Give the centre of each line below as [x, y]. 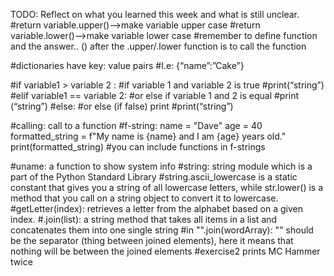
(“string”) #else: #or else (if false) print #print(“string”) [122, 106]
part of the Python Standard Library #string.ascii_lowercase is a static [154, 177]
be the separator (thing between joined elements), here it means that [152, 240]
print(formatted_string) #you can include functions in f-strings [138, 147]
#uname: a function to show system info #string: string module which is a [161, 166]
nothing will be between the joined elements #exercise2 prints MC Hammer [165, 251]
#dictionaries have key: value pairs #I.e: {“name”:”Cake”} [127, 65]
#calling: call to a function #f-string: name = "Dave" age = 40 [136, 125]
